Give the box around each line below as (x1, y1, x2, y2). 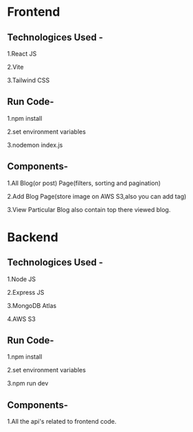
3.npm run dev (7, 379, 49, 387)
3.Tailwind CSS (7, 76, 50, 84)
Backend (7, 229, 58, 245)
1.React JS (7, 49, 37, 58)
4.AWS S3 (7, 315, 36, 323)
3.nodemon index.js (7, 141, 63, 149)
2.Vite (7, 63, 24, 71)
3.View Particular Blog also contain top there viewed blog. (7, 205, 171, 213)
